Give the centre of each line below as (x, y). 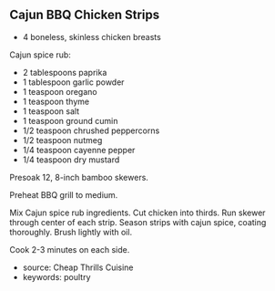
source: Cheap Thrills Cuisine (78, 267)
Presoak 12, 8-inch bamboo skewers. (79, 177)
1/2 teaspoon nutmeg (62, 140)
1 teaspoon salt (51, 111)
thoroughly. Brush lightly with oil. (71, 232)
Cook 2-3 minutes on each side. (70, 249)
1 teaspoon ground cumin (70, 120)
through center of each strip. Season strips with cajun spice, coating (138, 222)
